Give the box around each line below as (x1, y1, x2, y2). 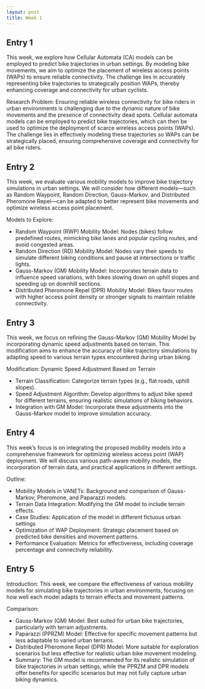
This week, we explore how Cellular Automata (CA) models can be (6, 53, 173, 61)
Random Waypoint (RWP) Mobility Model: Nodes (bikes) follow (15, 228, 173, 235)
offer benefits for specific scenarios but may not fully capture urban (15, 669, 187, 676)
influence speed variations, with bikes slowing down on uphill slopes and (15, 274, 199, 281)
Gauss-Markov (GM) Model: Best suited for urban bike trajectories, (15, 617, 184, 624)
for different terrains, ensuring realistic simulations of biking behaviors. (15, 397, 194, 404)
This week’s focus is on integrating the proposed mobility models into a (6, 443, 186, 451)
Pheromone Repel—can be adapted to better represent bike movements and (6, 198, 199, 205)
